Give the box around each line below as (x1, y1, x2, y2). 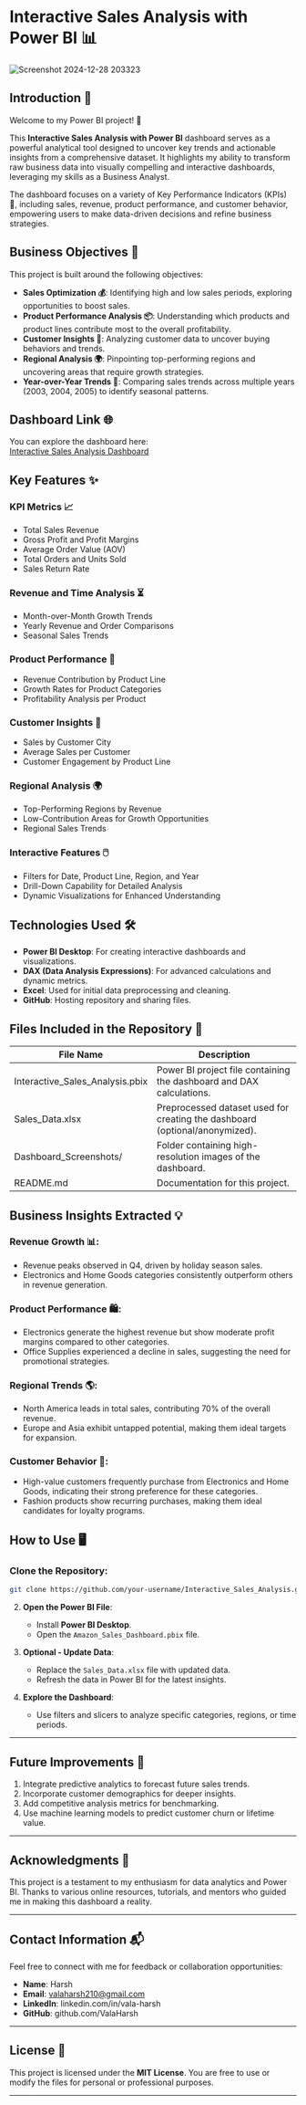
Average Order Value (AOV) (22, 544, 126, 555)
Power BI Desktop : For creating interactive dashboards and (22, 947, 246, 958)
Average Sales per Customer (22, 746, 131, 757)
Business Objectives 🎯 (9, 245, 139, 260)
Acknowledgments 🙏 (9, 1852, 130, 1868)
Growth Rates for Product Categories (22, 683, 162, 695)
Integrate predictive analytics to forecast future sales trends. (22, 1778, 250, 1790)
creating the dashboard (156, 1113, 257, 1126)
